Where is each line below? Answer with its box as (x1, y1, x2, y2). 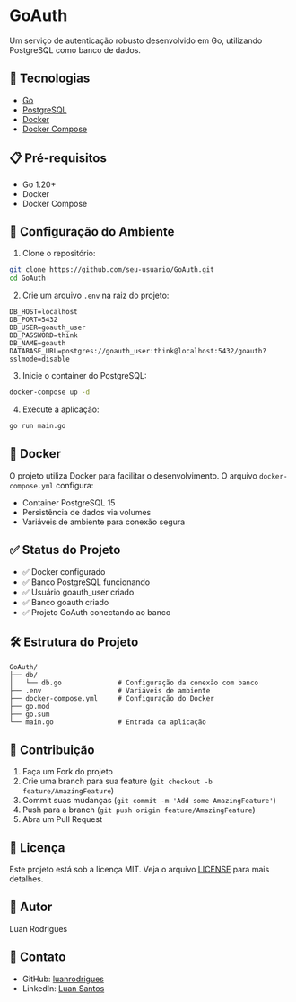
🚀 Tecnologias (9, 71, 91, 86)
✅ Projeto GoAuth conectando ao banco (22, 606, 171, 617)
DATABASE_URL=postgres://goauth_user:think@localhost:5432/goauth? (9, 347, 267, 356)
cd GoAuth (9, 273, 47, 283)
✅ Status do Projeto (9, 542, 121, 558)
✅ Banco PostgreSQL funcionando (22, 577, 151, 587)
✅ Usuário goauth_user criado (22, 586, 135, 597)
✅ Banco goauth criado (22, 596, 109, 607)
